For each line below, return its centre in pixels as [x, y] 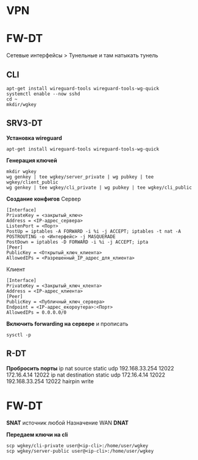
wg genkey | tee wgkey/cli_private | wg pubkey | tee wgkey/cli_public [99, 187]
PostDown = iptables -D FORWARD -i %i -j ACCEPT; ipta [77, 242]
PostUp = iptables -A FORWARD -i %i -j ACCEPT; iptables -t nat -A [94, 231]
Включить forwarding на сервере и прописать [67, 324]
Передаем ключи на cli [37, 434]
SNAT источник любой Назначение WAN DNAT [68, 423]
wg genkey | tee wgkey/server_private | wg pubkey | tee [80, 177]
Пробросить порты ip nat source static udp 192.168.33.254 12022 [90, 368]
